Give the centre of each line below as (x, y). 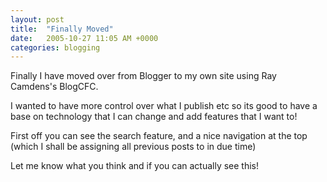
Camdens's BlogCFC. (54, 87)
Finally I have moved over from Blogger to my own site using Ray (143, 76)
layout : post (37, 19)
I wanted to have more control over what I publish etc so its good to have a (164, 106)
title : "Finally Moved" (62, 29)
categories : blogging (55, 47)
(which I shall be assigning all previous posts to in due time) (133, 147)
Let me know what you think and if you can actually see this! (135, 166)
